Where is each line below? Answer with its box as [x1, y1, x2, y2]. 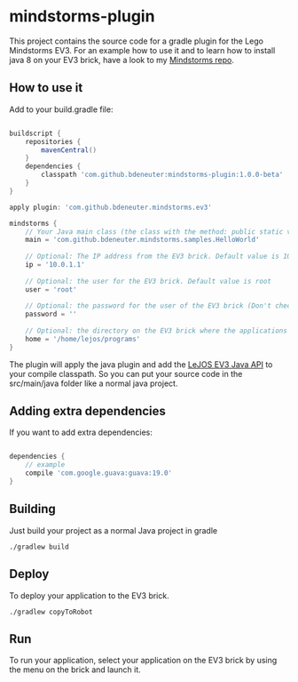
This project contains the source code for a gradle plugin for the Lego [9, 36, 264, 46]
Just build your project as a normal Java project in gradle [9, 525, 218, 535]
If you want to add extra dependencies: [9, 427, 153, 437]
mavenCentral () [41, 145, 98, 155]
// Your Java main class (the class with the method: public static [25, 227, 284, 237]
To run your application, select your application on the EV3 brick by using [9, 655, 278, 666]
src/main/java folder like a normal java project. [9, 378, 178, 389]
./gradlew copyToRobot [9, 607, 93, 616]
